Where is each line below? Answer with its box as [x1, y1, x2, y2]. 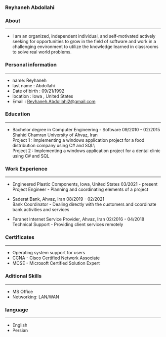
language [5, 306, 29, 313]
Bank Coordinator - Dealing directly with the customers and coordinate [12, 201, 157, 207]
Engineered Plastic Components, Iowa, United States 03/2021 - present [12, 181, 158, 187]
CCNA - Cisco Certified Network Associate [12, 255, 100, 261]
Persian [12, 328, 28, 333]
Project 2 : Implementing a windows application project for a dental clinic [12, 148, 161, 154]
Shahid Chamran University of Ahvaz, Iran [12, 132, 98, 138]
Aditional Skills [5, 273, 42, 280]
